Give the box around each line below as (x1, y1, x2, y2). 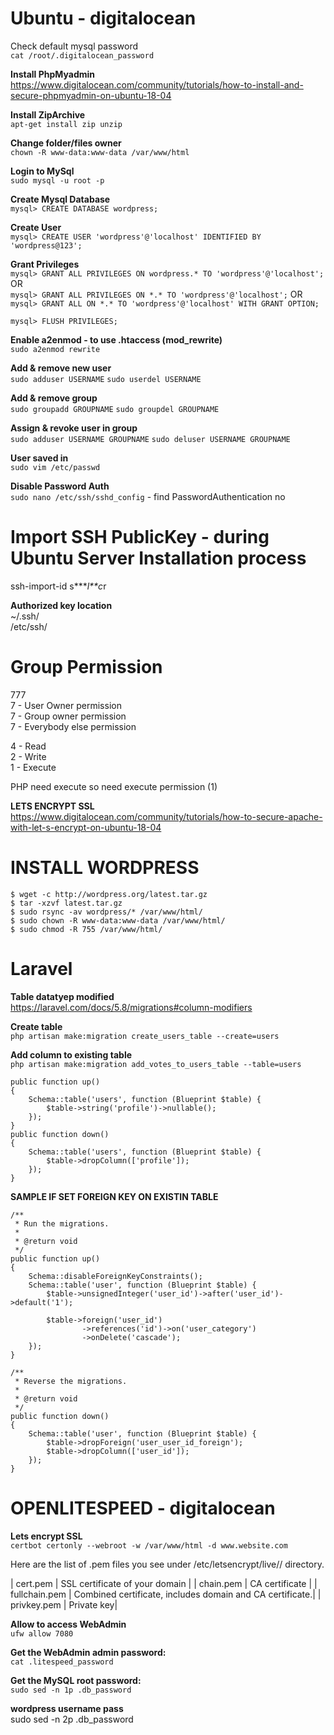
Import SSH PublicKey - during (10, 526, 270, 549)
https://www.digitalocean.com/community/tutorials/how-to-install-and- (10, 78, 304, 91)
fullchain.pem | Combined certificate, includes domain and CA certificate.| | (10, 1588, 322, 1600)
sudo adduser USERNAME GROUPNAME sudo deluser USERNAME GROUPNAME (10, 434, 291, 444)
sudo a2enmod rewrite (10, 344, 101, 354)
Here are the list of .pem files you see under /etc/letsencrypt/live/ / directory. (10, 1558, 325, 1570)
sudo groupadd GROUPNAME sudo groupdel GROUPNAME (10, 404, 220, 414)
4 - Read (10, 740, 47, 752)
